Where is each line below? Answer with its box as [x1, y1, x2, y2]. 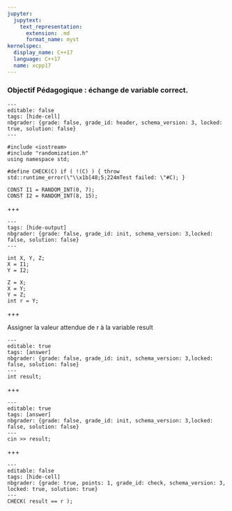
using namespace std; [7, 155, 70, 162]
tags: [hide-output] [7, 224, 68, 231]
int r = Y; [7, 297, 39, 304]
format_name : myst [25, 36, 79, 43]
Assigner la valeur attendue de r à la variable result [7, 323, 153, 331]
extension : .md [25, 29, 70, 37]
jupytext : [13, 17, 42, 24]
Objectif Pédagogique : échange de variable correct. [7, 85, 188, 95]
